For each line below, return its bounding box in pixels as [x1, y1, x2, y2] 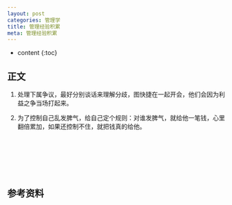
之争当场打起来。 [23, 99, 73, 108]
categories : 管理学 [7, 17, 61, 24]
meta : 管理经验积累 [7, 29, 58, 37]
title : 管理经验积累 [7, 23, 61, 30]
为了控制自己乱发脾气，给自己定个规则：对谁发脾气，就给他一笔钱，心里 [17, 114, 225, 122]
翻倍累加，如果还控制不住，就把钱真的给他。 [17, 122, 146, 131]
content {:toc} [17, 49, 58, 57]
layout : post [7, 10, 45, 17]
